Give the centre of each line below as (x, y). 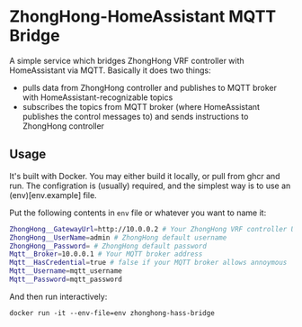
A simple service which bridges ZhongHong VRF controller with (127, 60)
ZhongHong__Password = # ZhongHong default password (108, 246)
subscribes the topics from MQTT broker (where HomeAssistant (141, 106)
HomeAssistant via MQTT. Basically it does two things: (110, 70)
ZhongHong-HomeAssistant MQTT (143, 17)
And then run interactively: (58, 296)
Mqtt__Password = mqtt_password (66, 279)
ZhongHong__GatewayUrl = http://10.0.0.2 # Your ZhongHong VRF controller (148, 229)
